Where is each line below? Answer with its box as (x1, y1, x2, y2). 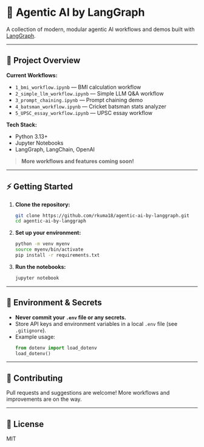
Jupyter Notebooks (15, 139, 64, 147)
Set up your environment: (15, 229, 81, 237)
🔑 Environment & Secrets (6, 297, 102, 308)
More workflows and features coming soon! (21, 158, 134, 165)
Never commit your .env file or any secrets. (15, 313, 126, 321)
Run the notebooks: (15, 263, 66, 270)
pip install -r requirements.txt (15, 252, 100, 258)
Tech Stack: (6, 121, 38, 128)
